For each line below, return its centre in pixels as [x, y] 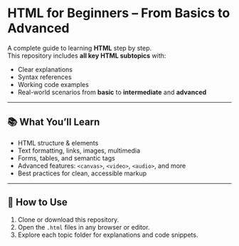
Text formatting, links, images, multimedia [79, 150]
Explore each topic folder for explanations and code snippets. [108, 235]
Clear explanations [45, 69]
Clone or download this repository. [68, 220]
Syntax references [45, 77]
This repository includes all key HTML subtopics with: [87, 56]
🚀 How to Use [37, 202]
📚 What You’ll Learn [54, 122]
